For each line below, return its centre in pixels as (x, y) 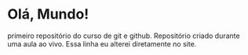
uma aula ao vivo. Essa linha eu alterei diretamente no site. (102, 43)
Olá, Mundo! (48, 14)
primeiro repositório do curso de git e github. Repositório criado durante (124, 36)
